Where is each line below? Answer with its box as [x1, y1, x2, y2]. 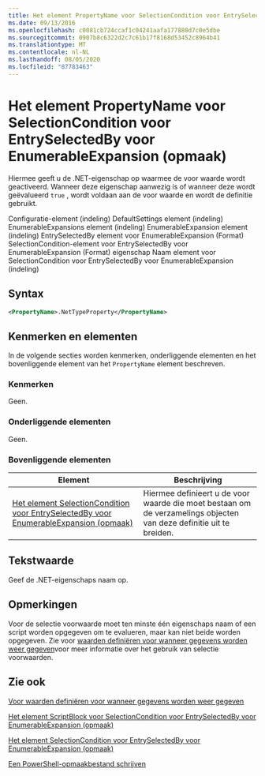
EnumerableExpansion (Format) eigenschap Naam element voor [8, 247, 217, 257]
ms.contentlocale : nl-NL [8, 48, 90, 56]
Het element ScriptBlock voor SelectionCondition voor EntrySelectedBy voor [8, 711, 256, 721]
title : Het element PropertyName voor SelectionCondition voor [8, 11, 221, 20]
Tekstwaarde [8, 554, 74, 568]
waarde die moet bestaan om [143, 498, 251, 509]
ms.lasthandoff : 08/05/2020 [8, 56, 101, 64]
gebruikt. [8, 198, 38, 208]
